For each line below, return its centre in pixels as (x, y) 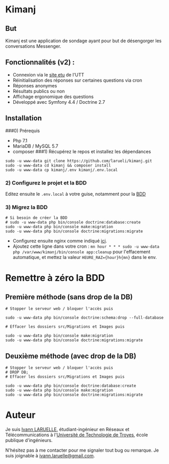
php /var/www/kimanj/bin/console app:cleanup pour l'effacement (81, 252)
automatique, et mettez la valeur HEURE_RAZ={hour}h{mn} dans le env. (85, 257)
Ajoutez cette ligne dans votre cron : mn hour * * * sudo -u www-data (86, 246)
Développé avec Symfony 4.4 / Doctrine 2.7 (59, 102)
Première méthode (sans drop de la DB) (69, 297)
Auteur (20, 415)
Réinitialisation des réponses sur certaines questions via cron (77, 80)
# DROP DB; (17, 373)
